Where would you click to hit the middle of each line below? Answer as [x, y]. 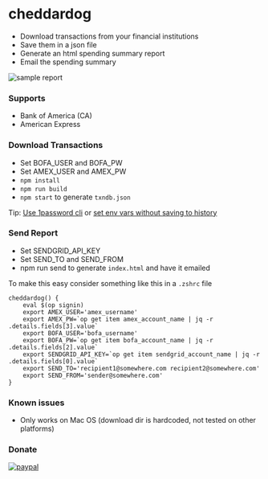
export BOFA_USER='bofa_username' [80, 333]
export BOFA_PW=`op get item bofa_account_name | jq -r [118, 340]
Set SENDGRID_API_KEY [60, 251]
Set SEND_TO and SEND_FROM [72, 259]
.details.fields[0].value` [53, 361]
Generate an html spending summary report [92, 53]
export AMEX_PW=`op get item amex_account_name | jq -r [118, 319]
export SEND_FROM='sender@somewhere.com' [93, 375]
